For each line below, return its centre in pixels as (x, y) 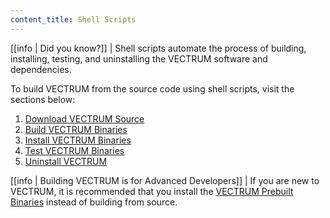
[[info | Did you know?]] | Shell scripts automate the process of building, (158, 48)
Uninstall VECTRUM (66, 161)
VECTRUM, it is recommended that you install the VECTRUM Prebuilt (152, 191)
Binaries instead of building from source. (94, 202)
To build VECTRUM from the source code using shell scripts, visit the (152, 88)
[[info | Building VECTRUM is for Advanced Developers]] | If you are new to (165, 180)
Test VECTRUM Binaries (74, 150)
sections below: (43, 99)
